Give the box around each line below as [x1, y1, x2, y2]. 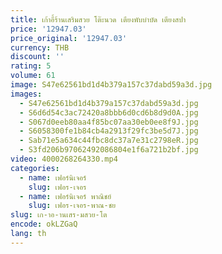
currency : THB [10, 42, 70, 53]
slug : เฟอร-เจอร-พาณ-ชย [28, 201, 117, 211]
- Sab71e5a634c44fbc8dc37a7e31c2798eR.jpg [19, 136, 199, 146]
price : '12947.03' [10, 24, 87, 34]
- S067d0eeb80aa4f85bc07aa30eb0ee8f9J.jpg [19, 117, 199, 127]
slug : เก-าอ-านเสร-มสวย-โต [10, 210, 108, 220]
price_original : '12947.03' [10, 33, 128, 43]
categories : [10, 163, 60, 173]
